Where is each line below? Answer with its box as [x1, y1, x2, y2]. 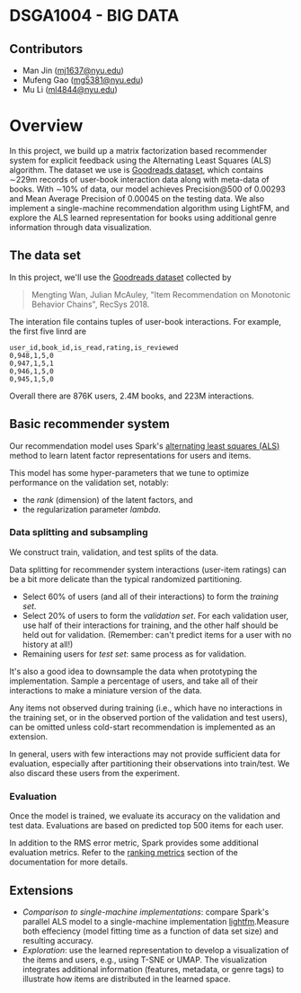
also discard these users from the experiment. [9, 767, 180, 778]
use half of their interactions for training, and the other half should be [22, 620, 279, 631]
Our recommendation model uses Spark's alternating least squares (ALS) [9, 440, 280, 451]
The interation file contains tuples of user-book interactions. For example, [9, 316, 281, 327]
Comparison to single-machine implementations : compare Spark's [22, 906, 270, 917]
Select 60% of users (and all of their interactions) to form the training [22, 591, 279, 602]
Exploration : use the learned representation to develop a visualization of [22, 944, 289, 955]
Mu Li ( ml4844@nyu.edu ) [22, 85, 119, 94]
